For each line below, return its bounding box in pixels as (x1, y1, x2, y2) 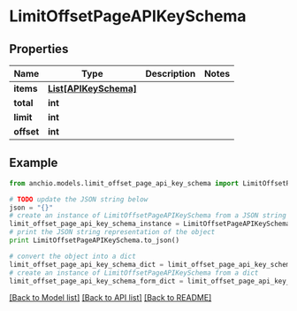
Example (9, 155, 58, 171)
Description (145, 68, 196, 80)
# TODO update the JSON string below (9, 194, 148, 204)
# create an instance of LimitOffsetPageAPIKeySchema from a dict (9, 268, 259, 277)
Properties (9, 42, 69, 57)
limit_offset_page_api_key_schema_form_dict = (9, 277, 184, 285)
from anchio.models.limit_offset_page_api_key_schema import (9, 178, 240, 187)
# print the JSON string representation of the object (9, 228, 216, 237)
